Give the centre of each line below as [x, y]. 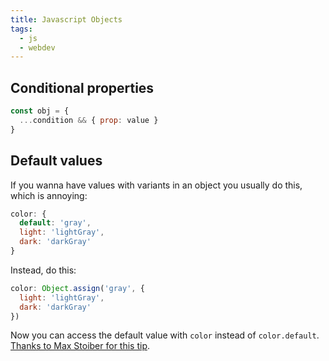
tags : [21, 29]
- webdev [37, 47]
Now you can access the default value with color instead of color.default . [165, 335]
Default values [56, 161]
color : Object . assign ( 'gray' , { [77, 288]
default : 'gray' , [55, 223]
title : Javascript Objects [66, 19]
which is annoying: [49, 195]
